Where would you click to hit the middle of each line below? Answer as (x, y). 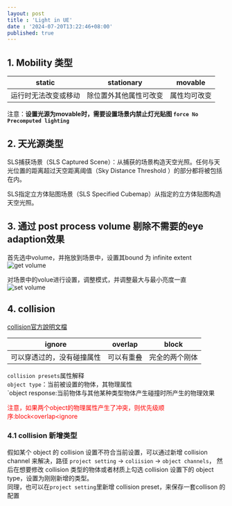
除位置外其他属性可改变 (125, 96)
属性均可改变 (191, 96)
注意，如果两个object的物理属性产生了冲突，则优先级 (83, 407)
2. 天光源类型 (35, 144)
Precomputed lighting (38, 121)
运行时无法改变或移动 (46, 96)
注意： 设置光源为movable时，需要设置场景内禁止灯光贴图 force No (103, 114)
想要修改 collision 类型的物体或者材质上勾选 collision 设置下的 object (116, 469)
